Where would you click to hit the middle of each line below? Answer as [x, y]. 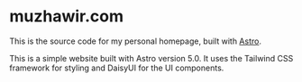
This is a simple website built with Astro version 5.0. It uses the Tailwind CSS [151, 58]
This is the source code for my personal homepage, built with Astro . [135, 41]
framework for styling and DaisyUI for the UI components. [117, 68]
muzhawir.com [67, 16]
